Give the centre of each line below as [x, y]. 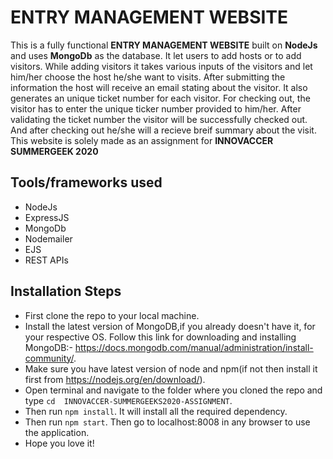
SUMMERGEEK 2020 [54, 151]
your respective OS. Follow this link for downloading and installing [160, 337]
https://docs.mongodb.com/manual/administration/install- [194, 347]
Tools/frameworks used [86, 182]
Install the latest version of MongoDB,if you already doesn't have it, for [170, 326]
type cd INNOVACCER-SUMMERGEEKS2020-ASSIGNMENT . [128, 400]
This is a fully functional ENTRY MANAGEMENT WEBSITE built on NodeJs [164, 45]
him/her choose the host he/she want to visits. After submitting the [148, 77]
